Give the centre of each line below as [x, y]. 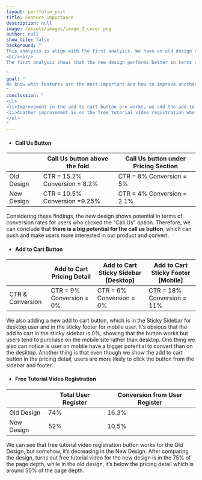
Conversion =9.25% [72, 201]
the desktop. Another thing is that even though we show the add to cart [95, 352]
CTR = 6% [112, 290]
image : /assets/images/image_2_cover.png [59, 29]
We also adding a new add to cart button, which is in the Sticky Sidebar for [99, 320]
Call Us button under [156, 159]
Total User [75, 394]
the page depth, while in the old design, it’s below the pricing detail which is [100, 464]
